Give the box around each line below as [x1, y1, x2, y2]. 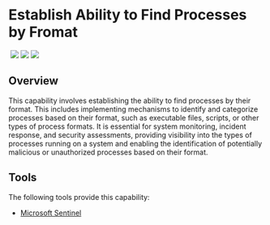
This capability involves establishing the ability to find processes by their [8, 96, 251, 105]
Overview [8, 74, 59, 88]
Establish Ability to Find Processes [8, 6, 247, 24]
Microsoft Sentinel [19, 208, 82, 218]
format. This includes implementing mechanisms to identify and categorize [8, 104, 259, 114]
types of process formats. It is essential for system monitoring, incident [8, 121, 246, 131]
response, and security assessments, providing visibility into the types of [8, 129, 253, 139]
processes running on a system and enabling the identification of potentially [8, 138, 263, 148]
